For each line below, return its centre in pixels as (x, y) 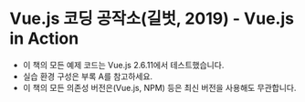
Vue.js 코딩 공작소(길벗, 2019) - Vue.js (152, 19)
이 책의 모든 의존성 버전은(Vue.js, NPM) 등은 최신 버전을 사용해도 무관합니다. (159, 87)
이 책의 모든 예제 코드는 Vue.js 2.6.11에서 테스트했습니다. (123, 65)
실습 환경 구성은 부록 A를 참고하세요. (88, 76)
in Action (44, 39)
